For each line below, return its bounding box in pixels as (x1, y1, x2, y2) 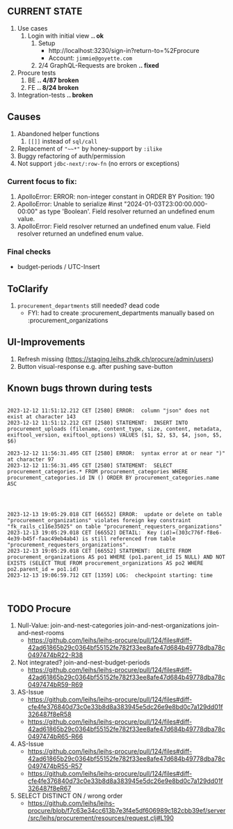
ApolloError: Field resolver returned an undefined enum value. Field (17, 222, 211, 230)
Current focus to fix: (7, 176, 77, 186)
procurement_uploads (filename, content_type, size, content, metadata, (7, 425, 223, 432)
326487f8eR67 (27, 784, 72, 793)
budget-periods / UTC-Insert (17, 263, 100, 271)
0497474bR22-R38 (27, 651, 83, 660)
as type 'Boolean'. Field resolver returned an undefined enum (39, 207, 215, 215)
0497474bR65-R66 (27, 732, 83, 741)
